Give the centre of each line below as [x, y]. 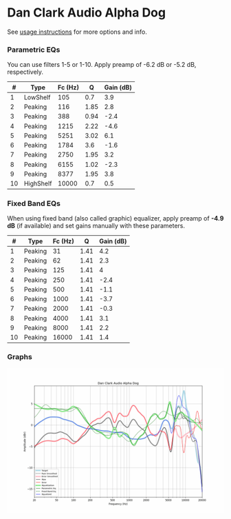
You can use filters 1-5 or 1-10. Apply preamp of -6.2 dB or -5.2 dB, [102, 65]
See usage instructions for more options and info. [77, 32]
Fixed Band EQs [34, 203]
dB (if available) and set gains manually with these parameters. [96, 226]
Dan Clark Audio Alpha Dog [87, 13]
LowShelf [37, 97]
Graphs [20, 357]
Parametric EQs [34, 50]
